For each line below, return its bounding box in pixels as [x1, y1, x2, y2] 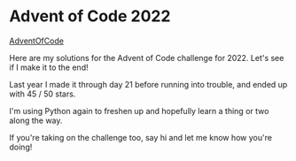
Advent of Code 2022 [9, 6, 171, 27]
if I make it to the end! [9, 62, 89, 73]
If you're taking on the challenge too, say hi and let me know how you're [9, 132, 273, 142]
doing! [9, 142, 33, 152]
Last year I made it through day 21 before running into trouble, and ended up [9, 79, 288, 89]
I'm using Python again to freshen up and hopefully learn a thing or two [9, 105, 269, 116]
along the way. [9, 115, 63, 126]
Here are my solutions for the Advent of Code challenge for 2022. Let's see [9, 52, 284, 63]
